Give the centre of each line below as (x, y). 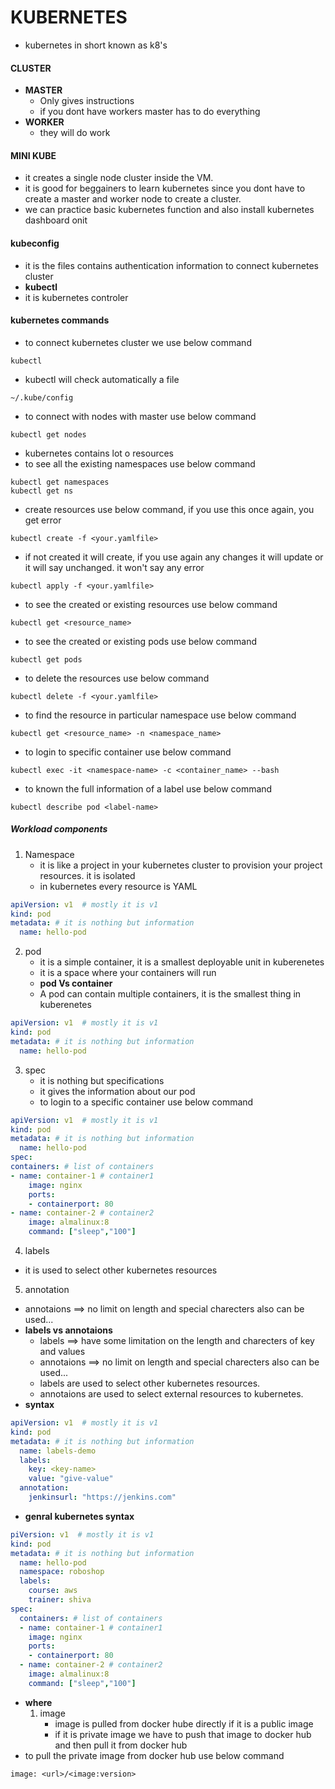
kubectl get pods (46, 659)
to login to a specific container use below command (146, 1102)
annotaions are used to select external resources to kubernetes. (171, 1394)
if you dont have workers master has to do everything (150, 112)
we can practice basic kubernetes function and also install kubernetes (169, 210)
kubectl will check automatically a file (102, 379)
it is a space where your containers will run (128, 973)
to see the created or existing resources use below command (151, 604)
